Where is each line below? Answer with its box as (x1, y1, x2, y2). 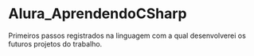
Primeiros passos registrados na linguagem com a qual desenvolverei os (8, 31, 247, 40)
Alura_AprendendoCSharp (8, 5, 187, 23)
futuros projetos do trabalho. (8, 39, 103, 48)
